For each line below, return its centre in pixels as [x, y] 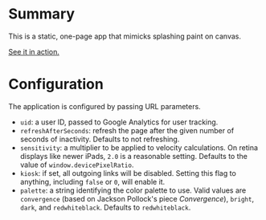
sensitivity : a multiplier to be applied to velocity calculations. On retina [139, 147]
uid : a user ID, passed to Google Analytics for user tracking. [119, 122]
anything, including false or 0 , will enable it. [92, 181]
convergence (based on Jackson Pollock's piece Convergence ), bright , [137, 198]
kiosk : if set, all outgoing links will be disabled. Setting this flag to [128, 173]
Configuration [56, 84]
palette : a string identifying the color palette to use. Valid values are [133, 190]
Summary [41, 14]
